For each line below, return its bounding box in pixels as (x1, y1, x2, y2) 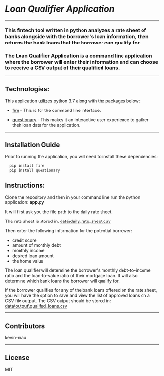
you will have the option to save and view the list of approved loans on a (5, 292, 150, 299)
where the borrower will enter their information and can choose (5, 58, 159, 65)
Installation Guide (5, 141, 60, 149)
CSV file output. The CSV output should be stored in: (5, 298, 111, 304)
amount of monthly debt (12, 243, 61, 248)
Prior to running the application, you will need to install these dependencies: (5, 154, 158, 159)
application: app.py (5, 199, 44, 205)
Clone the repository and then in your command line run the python (5, 194, 141, 200)
